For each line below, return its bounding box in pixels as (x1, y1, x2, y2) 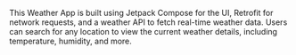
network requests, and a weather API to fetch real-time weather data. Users (9, 17, 288, 27)
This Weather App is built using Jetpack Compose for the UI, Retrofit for (9, 8, 274, 18)
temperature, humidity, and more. (9, 35, 132, 46)
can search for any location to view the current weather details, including (9, 27, 278, 36)
